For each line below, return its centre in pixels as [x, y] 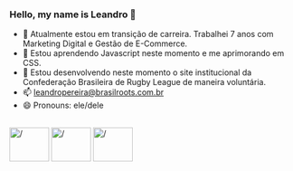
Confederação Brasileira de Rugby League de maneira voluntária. [144, 82]
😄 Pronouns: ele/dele [63, 105]
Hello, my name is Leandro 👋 [73, 14]
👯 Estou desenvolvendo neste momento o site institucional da [137, 72]
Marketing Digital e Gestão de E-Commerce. [105, 43]
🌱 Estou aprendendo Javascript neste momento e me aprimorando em [153, 53]
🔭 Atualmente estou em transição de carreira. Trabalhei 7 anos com [148, 34]
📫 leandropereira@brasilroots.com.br [93, 92]
